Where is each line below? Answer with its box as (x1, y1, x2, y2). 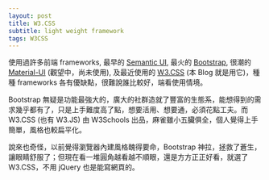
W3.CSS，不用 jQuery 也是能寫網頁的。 (8, 162, 139, 172)
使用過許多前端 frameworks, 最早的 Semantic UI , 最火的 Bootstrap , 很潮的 (8, 57, 252, 67)
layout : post (8, 11, 52, 20)
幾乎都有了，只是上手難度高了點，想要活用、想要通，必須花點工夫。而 (14, 105, 248, 115)
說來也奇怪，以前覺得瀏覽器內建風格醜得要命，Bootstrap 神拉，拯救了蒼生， (8, 142, 262, 152)
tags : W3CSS (8, 34, 48, 43)
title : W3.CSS (8, 19, 56, 27)
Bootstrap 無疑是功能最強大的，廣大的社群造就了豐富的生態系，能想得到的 (8, 94, 255, 105)
